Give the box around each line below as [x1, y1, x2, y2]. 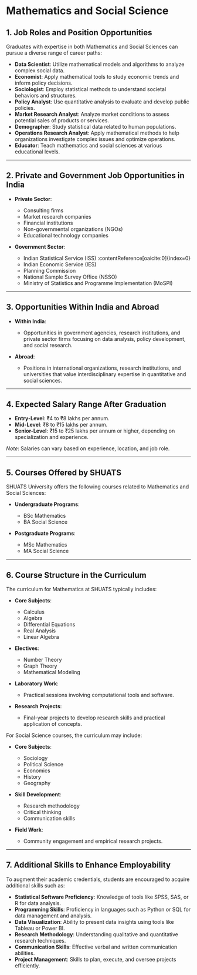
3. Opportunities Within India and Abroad [6, 302, 159, 312]
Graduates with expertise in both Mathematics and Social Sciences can [6, 43, 178, 50]
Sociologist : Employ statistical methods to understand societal [14, 86, 167, 92]
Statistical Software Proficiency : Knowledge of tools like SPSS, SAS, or [14, 893, 189, 900]
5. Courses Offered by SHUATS [6, 467, 122, 477]
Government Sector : [14, 243, 66, 250]
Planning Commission [23, 267, 76, 274]
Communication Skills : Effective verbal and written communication [14, 943, 178, 950]
